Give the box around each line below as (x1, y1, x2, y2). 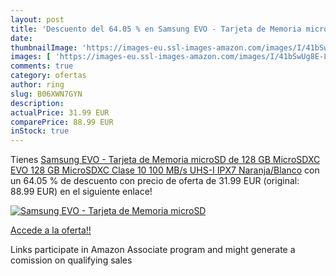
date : (10, 33, 33, 43)
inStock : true (10, 126, 70, 136)
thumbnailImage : (10, 42, 78, 53)
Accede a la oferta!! (10, 224, 92, 236)
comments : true (10, 61, 74, 71)
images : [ (10, 52, 52, 62)
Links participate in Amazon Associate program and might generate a (10, 244, 296, 256)
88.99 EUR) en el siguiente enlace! (10, 186, 153, 198)
